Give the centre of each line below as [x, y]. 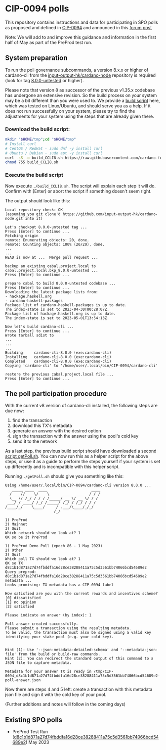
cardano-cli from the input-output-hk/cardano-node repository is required [81, 75]
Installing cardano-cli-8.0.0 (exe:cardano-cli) [58, 357]
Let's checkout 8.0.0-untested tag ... [46, 227]
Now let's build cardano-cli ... [40, 327]
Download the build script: [38, 129]
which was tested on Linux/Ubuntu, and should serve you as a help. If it [78, 106]
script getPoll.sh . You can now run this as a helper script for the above [77, 456]
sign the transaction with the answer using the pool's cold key [75, 436]
